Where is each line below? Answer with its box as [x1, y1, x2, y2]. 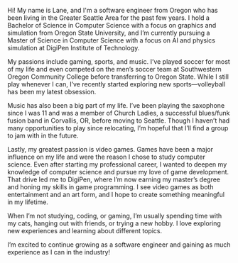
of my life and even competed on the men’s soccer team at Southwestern [7, 65, 222, 73]
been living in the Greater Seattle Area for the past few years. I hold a [7, 13, 210, 22]
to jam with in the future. [7, 131, 79, 140]
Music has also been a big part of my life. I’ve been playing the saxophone [7, 101, 225, 109]
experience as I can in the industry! [7, 248, 111, 256]
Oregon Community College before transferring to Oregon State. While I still [7, 72, 229, 81]
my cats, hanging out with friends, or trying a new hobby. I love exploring [7, 219, 222, 228]
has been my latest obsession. [7, 88, 97, 96]
